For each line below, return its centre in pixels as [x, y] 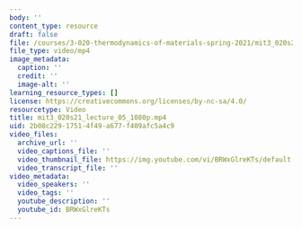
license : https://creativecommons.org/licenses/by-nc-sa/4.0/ [128, 101]
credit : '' [38, 76]
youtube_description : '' [64, 202]
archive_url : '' [48, 143]
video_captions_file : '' [64, 151]
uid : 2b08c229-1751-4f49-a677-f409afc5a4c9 [92, 127]
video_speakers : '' [54, 185]
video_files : [34, 135]
